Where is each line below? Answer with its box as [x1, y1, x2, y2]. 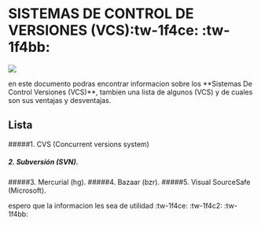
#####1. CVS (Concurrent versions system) [8, 139, 149, 149]
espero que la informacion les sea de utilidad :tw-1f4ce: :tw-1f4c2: [8, 201, 222, 210]
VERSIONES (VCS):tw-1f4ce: [8, 21, 199, 39]
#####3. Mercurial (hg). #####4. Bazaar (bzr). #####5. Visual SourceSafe [8, 177, 251, 186]
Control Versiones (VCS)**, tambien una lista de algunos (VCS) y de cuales [8, 87, 253, 97]
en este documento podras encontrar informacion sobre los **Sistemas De [8, 79, 253, 88]
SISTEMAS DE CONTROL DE [8, 5, 194, 23]
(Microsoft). [8, 186, 46, 195]
